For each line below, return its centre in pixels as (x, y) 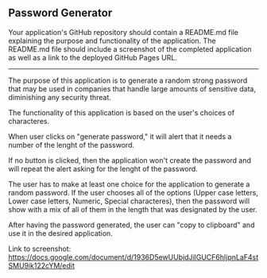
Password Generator (60, 13)
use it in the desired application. (60, 233)
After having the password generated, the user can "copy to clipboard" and (132, 225)
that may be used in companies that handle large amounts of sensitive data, (132, 89)
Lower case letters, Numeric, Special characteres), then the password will (129, 201)
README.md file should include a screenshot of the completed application (130, 49)
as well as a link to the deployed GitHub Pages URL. (93, 57)
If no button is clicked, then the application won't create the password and (130, 160)
